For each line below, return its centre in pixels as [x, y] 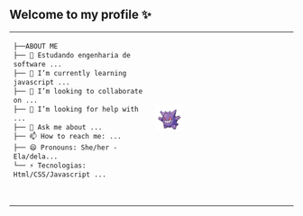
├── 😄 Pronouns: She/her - [65, 148]
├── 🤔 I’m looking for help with [76, 109]
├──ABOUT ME [36, 46]
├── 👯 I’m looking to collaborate [78, 91]
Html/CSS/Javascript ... [60, 175]
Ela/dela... [36, 157]
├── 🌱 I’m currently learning [70, 73]
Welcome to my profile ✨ [80, 15]
